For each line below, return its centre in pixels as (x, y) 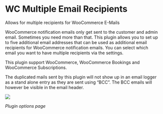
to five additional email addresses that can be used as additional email (76, 42)
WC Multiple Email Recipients (66, 9)
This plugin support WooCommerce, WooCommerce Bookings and (72, 62)
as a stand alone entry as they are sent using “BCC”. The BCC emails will (79, 82)
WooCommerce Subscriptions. (36, 68)
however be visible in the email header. (45, 87)
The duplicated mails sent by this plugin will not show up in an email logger (81, 77)
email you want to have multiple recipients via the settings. (64, 53)
